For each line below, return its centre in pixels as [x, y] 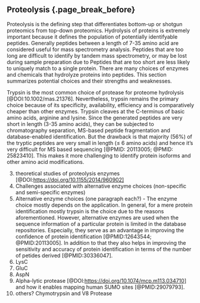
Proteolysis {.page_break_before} [71, 10]
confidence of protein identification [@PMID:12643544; [83, 236]
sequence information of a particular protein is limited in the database [101, 224]
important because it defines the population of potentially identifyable [92, 37]
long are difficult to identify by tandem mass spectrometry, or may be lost [97, 55]
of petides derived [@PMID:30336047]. [64, 255]
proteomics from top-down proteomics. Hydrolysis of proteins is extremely [98, 30]
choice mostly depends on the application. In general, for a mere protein [104, 205]
